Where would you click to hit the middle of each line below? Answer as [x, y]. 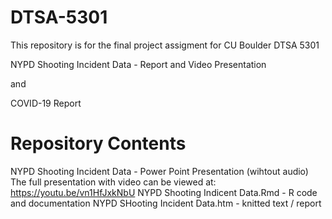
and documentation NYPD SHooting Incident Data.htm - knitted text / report [166, 203]
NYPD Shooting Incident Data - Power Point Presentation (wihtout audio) [159, 171]
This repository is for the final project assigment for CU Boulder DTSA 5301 [165, 45]
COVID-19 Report [46, 103]
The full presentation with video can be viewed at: [113, 182]
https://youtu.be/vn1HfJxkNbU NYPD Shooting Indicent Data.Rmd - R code [164, 192]
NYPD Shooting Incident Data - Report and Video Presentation [138, 64]
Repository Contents [98, 143]
